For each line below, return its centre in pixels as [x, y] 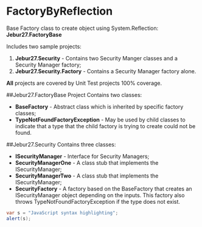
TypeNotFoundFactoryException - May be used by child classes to [100, 120]
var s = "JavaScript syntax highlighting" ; [62, 213]
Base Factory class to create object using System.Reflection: [82, 28]
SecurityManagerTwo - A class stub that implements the [87, 176]
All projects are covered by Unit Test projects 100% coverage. [84, 83]
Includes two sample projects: [44, 46]
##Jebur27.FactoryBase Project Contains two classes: [74, 95]
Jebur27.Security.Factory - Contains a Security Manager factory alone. [106, 71]
